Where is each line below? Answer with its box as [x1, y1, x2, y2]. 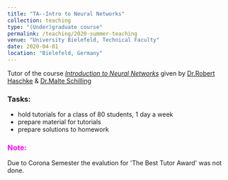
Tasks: [7, 94, 31, 104]
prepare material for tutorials [17, 118, 101, 126]
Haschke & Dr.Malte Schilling [7, 76, 92, 85]
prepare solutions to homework [17, 125, 110, 134]
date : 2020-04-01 [7, 43, 59, 50]
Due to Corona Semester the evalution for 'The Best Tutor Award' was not [7, 159, 222, 167]
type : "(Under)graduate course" [7, 23, 103, 30]
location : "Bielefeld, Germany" [7, 50, 103, 57]
